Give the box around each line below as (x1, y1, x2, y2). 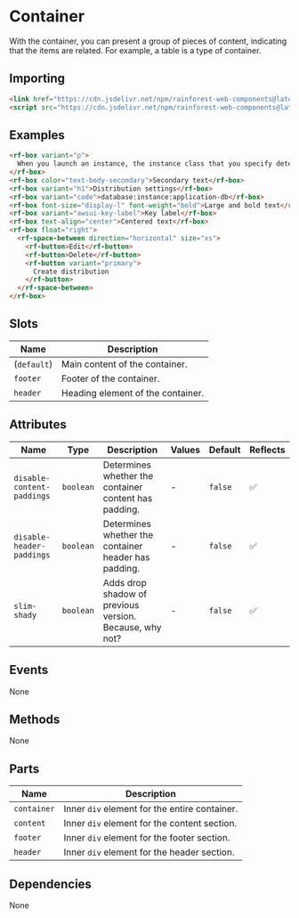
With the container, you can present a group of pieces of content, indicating (9, 36, 287, 46)
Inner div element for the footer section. (63, 832, 230, 844)
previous (102, 598, 140, 611)
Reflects (248, 443, 286, 456)
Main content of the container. (61, 358, 189, 370)
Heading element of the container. (61, 386, 205, 399)
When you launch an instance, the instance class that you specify (17, 159, 273, 168)
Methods (9, 711, 61, 727)
